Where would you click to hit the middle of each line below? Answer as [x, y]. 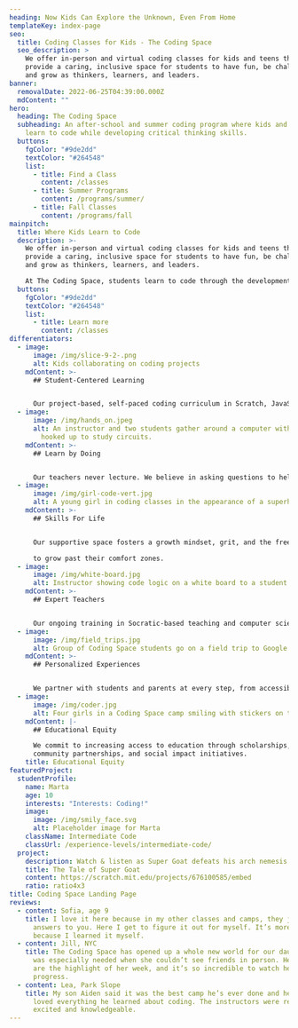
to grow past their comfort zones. [98, 558]
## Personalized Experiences [86, 665]
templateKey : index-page [55, 26]
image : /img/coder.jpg [74, 705]
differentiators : [41, 339]
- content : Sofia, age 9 [63, 911]
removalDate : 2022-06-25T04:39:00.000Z [91, 91]
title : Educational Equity [75, 763]
